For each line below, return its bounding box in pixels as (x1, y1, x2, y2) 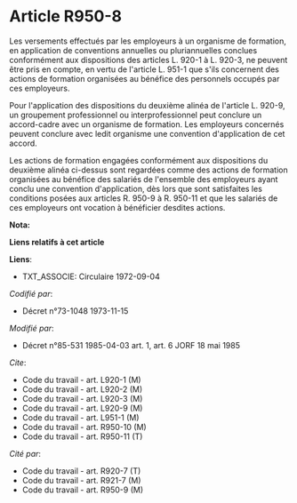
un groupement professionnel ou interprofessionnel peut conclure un (9, 109, 262, 120)
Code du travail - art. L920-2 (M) (21, 384, 143, 395)
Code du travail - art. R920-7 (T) (21, 465, 141, 476)
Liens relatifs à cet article (9, 236, 105, 247)
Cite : (9, 357, 27, 368)
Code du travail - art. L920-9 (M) (21, 403, 143, 413)
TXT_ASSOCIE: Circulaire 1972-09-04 (21, 271, 160, 282)
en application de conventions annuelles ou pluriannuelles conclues (9, 44, 258, 55)
